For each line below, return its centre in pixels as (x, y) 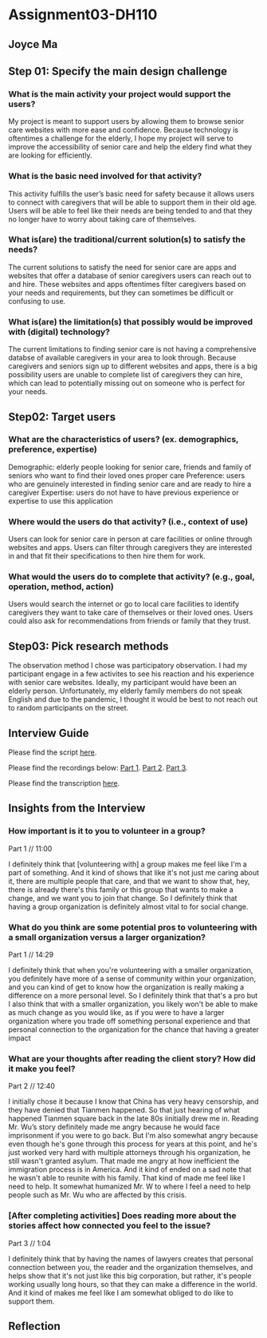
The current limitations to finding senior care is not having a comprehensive (132, 349)
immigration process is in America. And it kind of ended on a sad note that (130, 1169)
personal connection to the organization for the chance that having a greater (133, 1029)
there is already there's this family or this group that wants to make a (121, 890)
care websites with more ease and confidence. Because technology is (124, 130)
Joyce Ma (33, 44)
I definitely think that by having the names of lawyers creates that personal (131, 1258)
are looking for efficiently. (50, 155)
